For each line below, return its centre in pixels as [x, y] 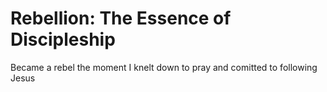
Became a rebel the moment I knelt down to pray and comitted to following [164, 67]
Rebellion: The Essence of [121, 18]
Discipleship [63, 39]
